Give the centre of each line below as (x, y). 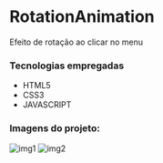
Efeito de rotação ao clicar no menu (76, 42)
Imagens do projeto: (55, 128)
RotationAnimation (82, 17)
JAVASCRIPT (47, 105)
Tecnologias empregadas (67, 66)
